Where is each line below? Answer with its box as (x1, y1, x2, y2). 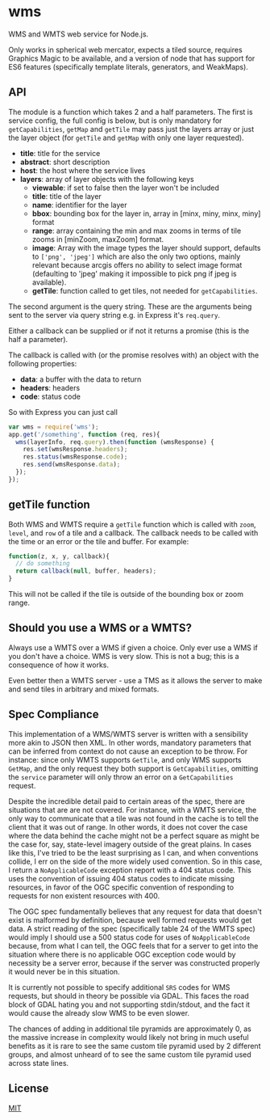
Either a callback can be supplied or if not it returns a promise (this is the (8, 326, 250, 336)
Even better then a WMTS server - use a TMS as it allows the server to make (8, 675, 263, 685)
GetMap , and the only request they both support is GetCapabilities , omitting (8, 763, 259, 773)
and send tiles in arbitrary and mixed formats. (8, 684, 160, 694)
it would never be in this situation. (8, 966, 120, 976)
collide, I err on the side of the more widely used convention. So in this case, (8, 856, 263, 866)
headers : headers (19, 382, 81, 392)
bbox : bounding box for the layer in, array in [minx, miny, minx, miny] (31, 209, 261, 218)
